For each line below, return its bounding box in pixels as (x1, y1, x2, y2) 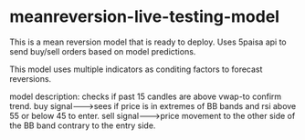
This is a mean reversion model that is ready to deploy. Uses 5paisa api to (9, 36, 288, 47)
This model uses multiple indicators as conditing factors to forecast (9, 64, 263, 75)
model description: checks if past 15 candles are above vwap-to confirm (9, 91, 282, 102)
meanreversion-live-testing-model (9, 6, 280, 27)
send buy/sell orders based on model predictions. (9, 45, 196, 56)
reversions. (9, 73, 52, 84)
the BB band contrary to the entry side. (9, 120, 156, 131)
